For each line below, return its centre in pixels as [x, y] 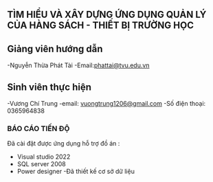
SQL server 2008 [42, 164]
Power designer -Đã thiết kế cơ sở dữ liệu [76, 172]
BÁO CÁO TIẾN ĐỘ [38, 128]
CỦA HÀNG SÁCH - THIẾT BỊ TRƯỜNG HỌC [101, 26]
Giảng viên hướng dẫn [55, 48]
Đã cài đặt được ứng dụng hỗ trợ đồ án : [64, 144]
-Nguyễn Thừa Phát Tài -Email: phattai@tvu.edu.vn [78, 65]
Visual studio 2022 [44, 157]
